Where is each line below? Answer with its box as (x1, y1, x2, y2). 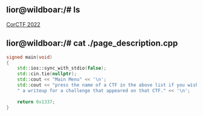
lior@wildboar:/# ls (6, 5, 80, 15)
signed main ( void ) (6, 54, 53, 60)
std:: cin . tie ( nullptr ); (17, 71, 77, 77)
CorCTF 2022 (6, 20, 40, 28)
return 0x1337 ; (17, 99, 56, 105)
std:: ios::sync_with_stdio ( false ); (17, 66, 107, 72)
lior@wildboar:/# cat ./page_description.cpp (6, 38, 178, 49)
